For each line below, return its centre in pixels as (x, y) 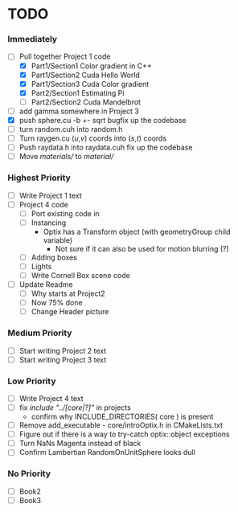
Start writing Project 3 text (63, 359)
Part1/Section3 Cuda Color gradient (90, 84)
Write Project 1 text (50, 195)
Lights (41, 266)
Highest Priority (39, 178)
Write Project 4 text (51, 398)
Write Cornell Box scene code (80, 275)
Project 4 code (44, 204)
